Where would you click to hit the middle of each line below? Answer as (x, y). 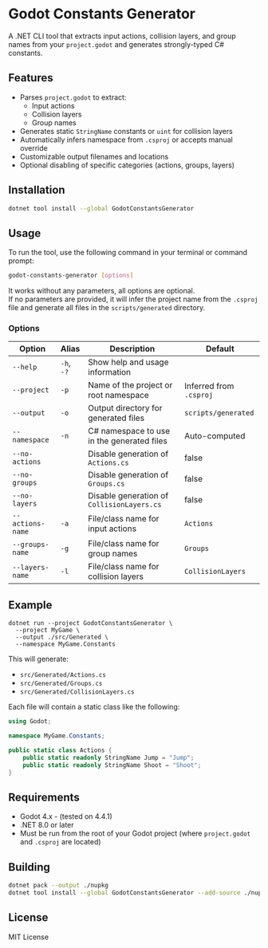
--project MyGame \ (48, 631)
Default (220, 349)
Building (29, 867)
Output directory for (125, 408)
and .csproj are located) (60, 842)
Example (30, 605)
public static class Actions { (60, 750)
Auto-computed (215, 436)
